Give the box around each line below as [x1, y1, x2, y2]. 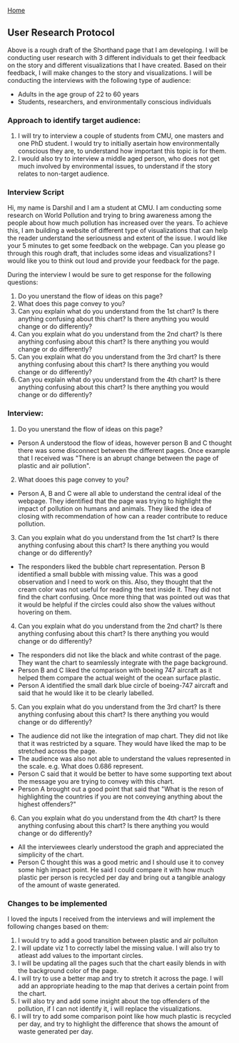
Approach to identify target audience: [7, 115, 141, 125]
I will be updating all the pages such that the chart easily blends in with [17, 959, 226, 967]
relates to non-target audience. [17, 169, 109, 178]
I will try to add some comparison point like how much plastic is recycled [17, 1012, 232, 1020]
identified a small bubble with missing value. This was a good [17, 569, 198, 578]
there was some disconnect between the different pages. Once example [17, 446, 230, 454]
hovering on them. [17, 607, 72, 617]
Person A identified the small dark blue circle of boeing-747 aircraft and [17, 681, 228, 689]
